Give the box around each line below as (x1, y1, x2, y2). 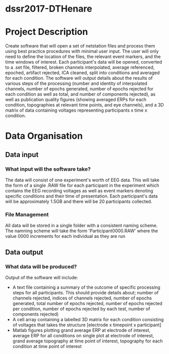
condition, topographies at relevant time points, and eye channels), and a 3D (5, 102, 164, 108)
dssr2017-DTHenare (5, 3, 92, 15)
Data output (5, 248, 43, 257)
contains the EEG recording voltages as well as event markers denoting (5, 188, 153, 193)
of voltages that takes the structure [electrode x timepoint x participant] (12, 322, 161, 328)
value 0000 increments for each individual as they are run (5, 233, 126, 239)
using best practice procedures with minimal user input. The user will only (5, 48, 159, 55)
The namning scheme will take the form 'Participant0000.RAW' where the (5, 228, 158, 234)
